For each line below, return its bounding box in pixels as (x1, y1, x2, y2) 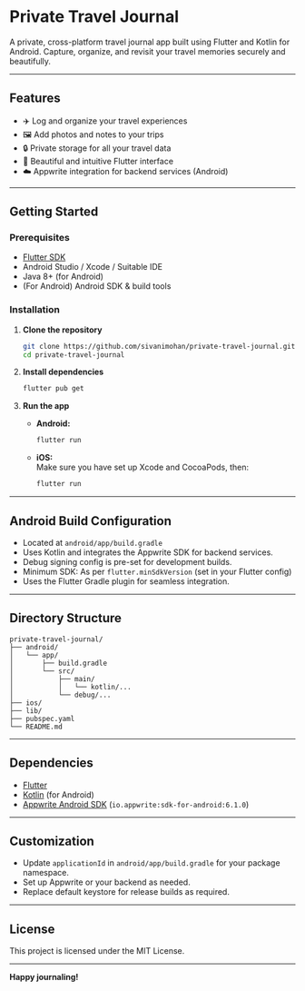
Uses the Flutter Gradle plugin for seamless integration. (22, 575, 230, 587)
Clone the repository (22, 324, 103, 335)
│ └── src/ (9, 666, 75, 676)
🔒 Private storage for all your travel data (22, 143, 172, 154)
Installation (9, 303, 61, 316)
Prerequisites (9, 232, 70, 244)
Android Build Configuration (9, 513, 172, 529)
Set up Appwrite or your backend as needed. (22, 877, 191, 887)
